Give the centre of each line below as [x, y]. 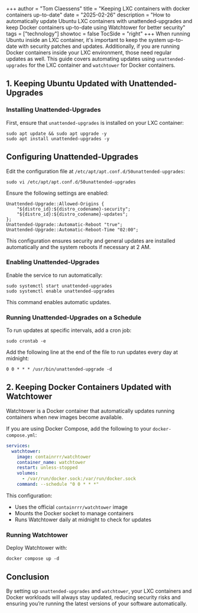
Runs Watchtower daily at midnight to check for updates [83, 520]
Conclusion [28, 577]
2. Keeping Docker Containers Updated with [89, 387]
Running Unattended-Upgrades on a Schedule [74, 317]
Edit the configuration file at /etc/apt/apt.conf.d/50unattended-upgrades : [95, 171]
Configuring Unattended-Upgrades [72, 157]
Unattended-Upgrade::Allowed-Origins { [55, 204]
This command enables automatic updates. [59, 302]
